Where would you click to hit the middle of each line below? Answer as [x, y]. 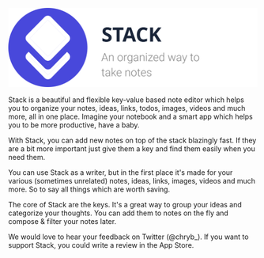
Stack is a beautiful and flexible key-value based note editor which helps [126, 100]
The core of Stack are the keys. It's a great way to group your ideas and [125, 204]
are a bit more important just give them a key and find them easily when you [132, 148]
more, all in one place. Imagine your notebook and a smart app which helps [130, 116]
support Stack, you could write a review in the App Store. [101, 245]
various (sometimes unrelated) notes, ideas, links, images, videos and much [132, 180]
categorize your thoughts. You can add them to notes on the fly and [119, 213]
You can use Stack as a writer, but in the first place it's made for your [121, 172]
